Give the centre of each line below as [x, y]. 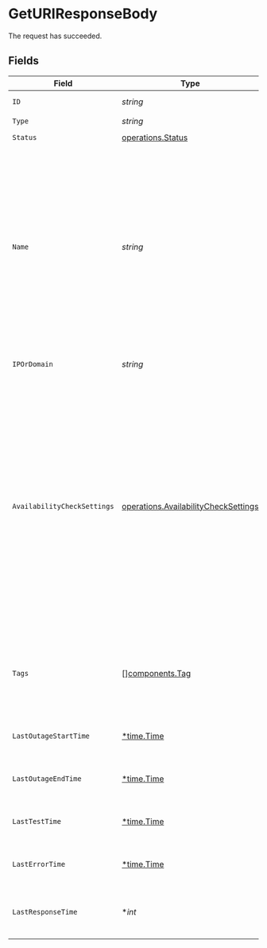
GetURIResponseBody [83, 14]
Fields [24, 61]
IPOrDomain [33, 364]
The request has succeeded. [55, 36]
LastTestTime [37, 821]
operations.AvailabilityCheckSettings [190, 506]
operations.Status [155, 138]
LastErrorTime [39, 864]
